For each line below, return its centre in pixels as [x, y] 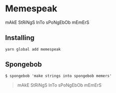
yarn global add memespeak [33, 49]
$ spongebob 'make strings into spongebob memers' [58, 76]
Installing [20, 38]
